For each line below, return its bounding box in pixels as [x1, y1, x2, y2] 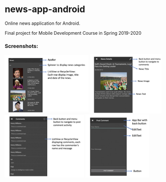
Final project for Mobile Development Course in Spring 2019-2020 [5, 30, 142, 36]
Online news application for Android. [5, 20, 80, 26]
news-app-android [5, 4, 86, 15]
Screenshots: [5, 42, 39, 49]
